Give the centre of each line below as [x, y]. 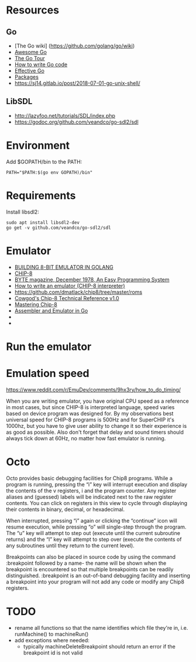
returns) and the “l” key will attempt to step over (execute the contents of [94, 539]
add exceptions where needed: [52, 640]
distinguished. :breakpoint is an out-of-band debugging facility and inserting [98, 575]
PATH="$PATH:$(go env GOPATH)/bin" [49, 172]
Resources [33, 10]
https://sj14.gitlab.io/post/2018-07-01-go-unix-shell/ [77, 83]
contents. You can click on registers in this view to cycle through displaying [97, 503]
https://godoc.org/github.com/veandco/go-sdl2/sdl [76, 122]
